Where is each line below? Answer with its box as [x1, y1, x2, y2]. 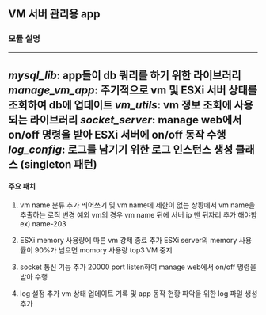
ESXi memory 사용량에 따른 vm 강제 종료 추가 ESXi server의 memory [19, 236, 237, 245]
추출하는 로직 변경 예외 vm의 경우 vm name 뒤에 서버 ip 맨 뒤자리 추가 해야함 [19, 211, 257, 220]
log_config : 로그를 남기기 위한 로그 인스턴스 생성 [8, 143, 234, 157]
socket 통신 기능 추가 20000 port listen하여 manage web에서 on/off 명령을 [19, 262, 257, 271]
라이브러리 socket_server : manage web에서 [29, 113, 242, 127]
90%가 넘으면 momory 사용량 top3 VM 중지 [34, 245, 173, 255]
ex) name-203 [19, 219, 66, 229]
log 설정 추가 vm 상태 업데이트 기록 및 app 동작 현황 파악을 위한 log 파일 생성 [19, 289, 258, 298]
